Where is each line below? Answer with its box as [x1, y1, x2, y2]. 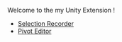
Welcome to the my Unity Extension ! [7, 6, 116, 14]
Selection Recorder [17, 20, 74, 27]
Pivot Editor [17, 27, 52, 35]
